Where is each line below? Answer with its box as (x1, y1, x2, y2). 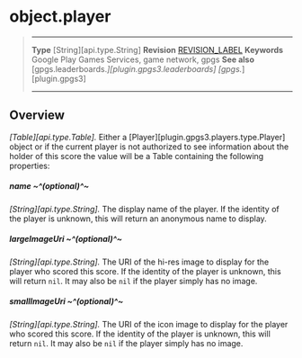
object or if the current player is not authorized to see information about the (9, 141, 289, 152)
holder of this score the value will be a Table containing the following (9, 150, 264, 161)
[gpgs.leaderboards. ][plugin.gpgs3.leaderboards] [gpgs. (31, 63, 243, 74)
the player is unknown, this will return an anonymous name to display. (9, 213, 267, 224)
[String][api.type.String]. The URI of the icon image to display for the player (9, 318, 289, 329)
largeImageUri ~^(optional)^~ (9, 234, 123, 245)
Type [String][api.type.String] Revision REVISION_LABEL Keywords (31, 44, 284, 55)
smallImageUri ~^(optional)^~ (9, 296, 124, 307)
